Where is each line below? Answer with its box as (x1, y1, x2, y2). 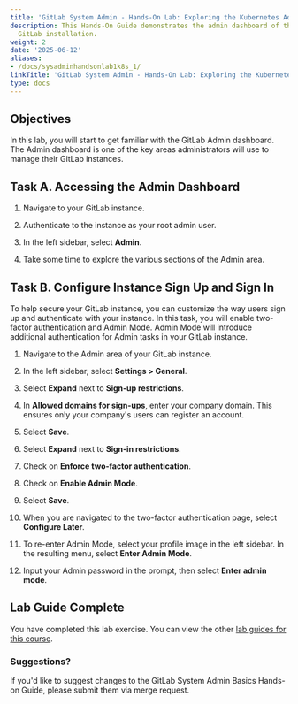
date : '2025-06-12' (10, 46, 82, 55)
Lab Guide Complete (10, 601, 125, 616)
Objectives (10, 111, 72, 126)
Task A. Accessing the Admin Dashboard (10, 179, 241, 195)
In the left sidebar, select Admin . (22, 237, 142, 248)
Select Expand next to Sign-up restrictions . (22, 383, 185, 394)
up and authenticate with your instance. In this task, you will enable (10, 313, 255, 324)
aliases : (10, 54, 42, 63)
